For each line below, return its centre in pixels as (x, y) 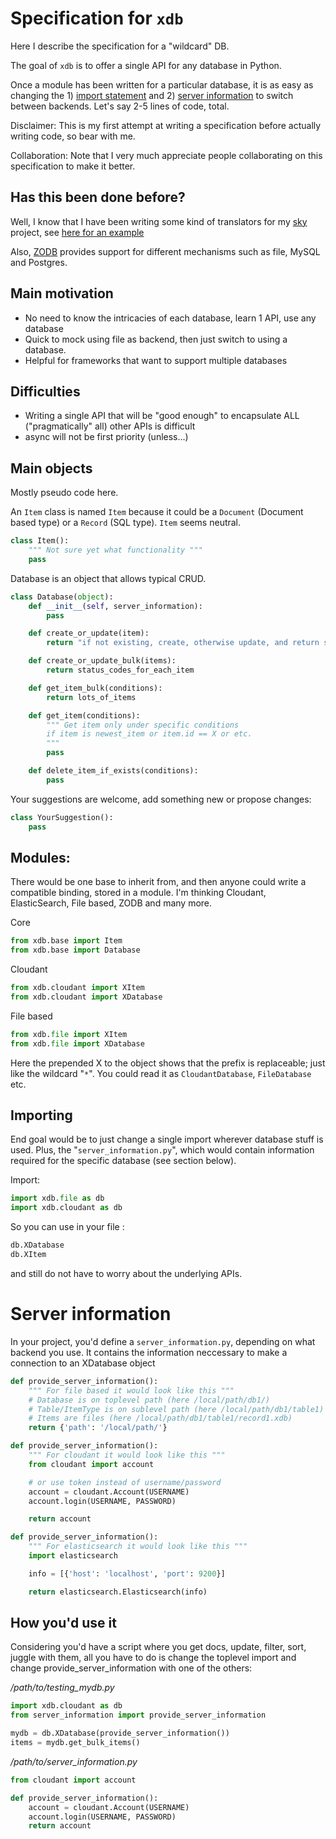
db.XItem (28, 1255)
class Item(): (40, 541)
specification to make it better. (73, 166)
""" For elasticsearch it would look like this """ (138, 1547)
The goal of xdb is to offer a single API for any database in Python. (146, 65)
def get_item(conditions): (84, 715)
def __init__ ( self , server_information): (115, 606)
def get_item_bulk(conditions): (95, 688)
